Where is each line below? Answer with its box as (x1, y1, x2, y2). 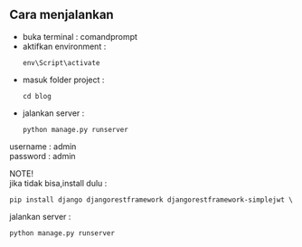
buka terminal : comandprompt (22, 31, 138, 42)
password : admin (9, 150, 76, 161)
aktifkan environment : (22, 41, 107, 52)
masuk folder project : (22, 74, 105, 85)
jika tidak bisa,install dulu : (9, 177, 108, 188)
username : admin (9, 140, 77, 152)
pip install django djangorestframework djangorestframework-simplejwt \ (9, 195, 294, 204)
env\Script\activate (22, 58, 100, 67)
